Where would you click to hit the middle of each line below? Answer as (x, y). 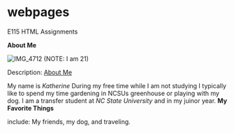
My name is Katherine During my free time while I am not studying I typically (117, 85)
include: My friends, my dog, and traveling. (69, 121)
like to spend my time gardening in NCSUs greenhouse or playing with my (114, 93)
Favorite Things (31, 108)
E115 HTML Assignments (43, 31)
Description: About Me (39, 72)
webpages (38, 12)
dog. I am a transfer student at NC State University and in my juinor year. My (117, 100)
